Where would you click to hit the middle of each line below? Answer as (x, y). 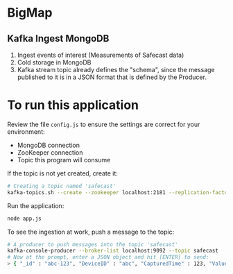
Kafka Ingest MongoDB (58, 38)
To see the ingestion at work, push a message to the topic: (91, 232)
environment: (26, 131)
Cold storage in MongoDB (54, 62)
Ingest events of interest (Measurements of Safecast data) (101, 55)
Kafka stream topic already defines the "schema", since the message (116, 70)
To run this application (73, 105)
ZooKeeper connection (50, 152)
